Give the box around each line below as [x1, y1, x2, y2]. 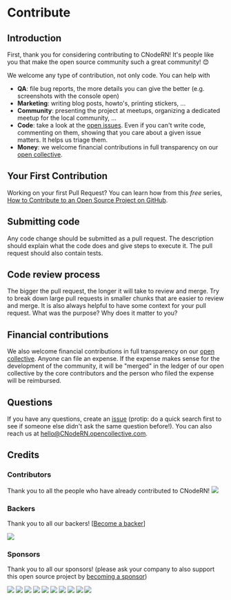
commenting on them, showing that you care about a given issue [17, 129, 201, 136]
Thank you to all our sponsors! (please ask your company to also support [7, 565, 215, 573]
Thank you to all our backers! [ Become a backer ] [7, 519, 146, 528]
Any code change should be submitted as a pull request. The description [7, 234, 214, 242]
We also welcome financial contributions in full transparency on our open [7, 347, 215, 355]
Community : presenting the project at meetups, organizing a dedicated [17, 107, 221, 114]
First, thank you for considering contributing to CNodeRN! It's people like [7, 50, 214, 59]
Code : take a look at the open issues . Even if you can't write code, [17, 121, 206, 129]
